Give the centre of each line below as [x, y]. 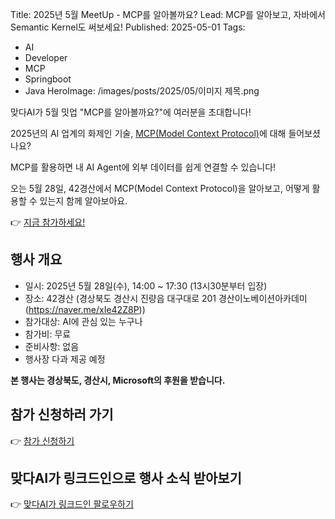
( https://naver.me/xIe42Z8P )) [85, 309]
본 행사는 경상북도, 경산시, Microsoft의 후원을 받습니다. [118, 380]
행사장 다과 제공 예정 [65, 359]
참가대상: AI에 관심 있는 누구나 [83, 321]
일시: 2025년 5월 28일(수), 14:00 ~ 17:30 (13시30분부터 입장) [146, 285]
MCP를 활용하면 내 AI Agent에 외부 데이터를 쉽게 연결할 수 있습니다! [143, 167]
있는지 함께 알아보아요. [83, 201]
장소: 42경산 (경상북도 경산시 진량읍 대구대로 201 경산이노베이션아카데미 [166, 298]
